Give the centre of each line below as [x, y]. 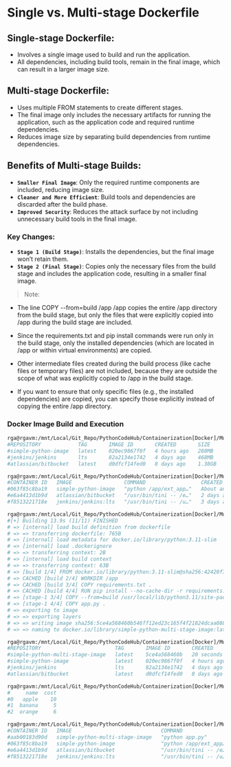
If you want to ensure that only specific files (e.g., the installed [105, 391]
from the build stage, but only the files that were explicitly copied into [115, 315]
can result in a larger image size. [63, 69]
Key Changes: [31, 237]
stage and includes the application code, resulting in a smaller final [112, 273]
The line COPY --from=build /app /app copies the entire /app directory [117, 307]
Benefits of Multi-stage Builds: [74, 166]
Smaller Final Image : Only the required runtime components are [108, 182]
